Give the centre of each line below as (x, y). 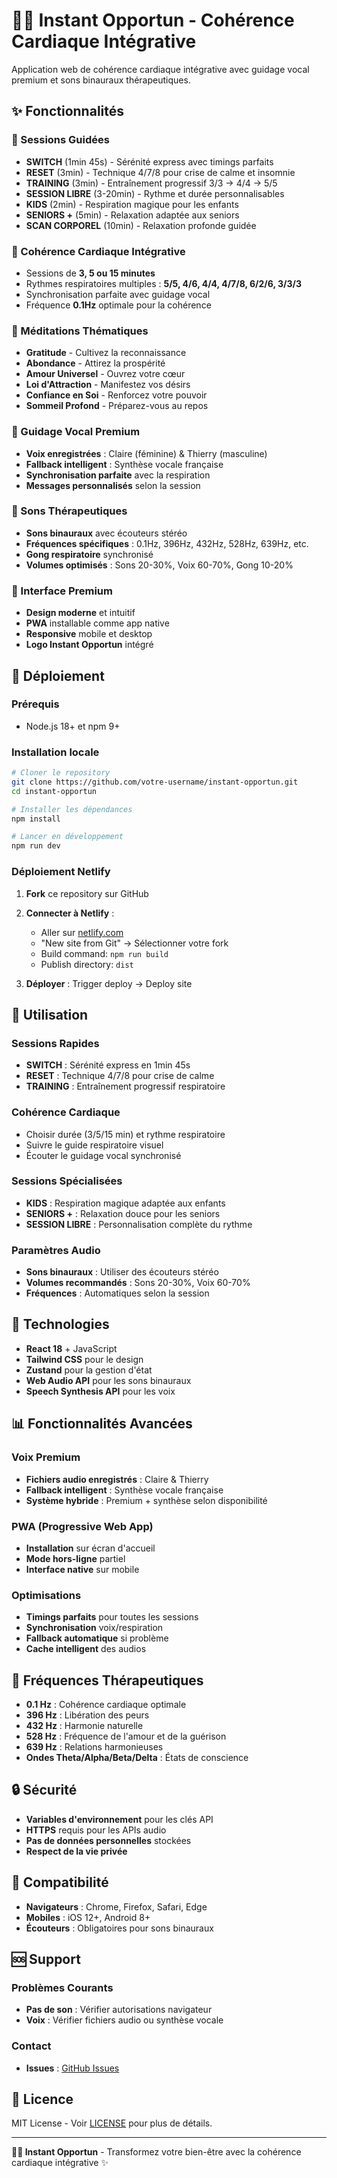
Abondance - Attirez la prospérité (95, 363)
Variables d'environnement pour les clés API (119, 1819)
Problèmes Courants (62, 1987)
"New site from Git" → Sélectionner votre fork (134, 943)
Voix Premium (46, 1457)
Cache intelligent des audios (86, 1649)
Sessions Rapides (55, 1043)
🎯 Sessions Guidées (60, 140)
